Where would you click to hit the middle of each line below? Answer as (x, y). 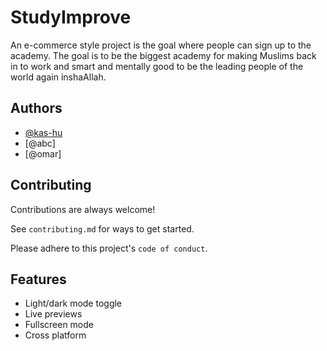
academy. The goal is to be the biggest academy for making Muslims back (163, 55)
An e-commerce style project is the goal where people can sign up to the (161, 45)
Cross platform (55, 335)
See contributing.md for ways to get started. (102, 228)
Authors (36, 108)
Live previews (53, 314)
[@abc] (40, 143)
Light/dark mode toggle (73, 303)
